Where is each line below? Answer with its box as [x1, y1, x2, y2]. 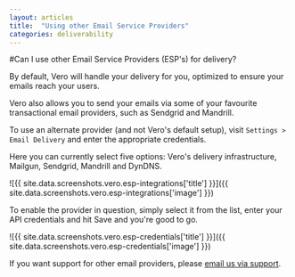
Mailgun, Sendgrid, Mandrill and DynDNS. [9, 161, 162, 172]
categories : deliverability [9, 29, 114, 38]
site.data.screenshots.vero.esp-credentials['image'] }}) [9, 241, 211, 252]
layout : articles [9, 12, 74, 22]
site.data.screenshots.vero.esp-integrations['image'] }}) [9, 188, 214, 199]
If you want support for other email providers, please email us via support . [9, 258, 282, 269]
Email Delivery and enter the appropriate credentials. [9, 134, 207, 145]
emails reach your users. [9, 81, 100, 92]
